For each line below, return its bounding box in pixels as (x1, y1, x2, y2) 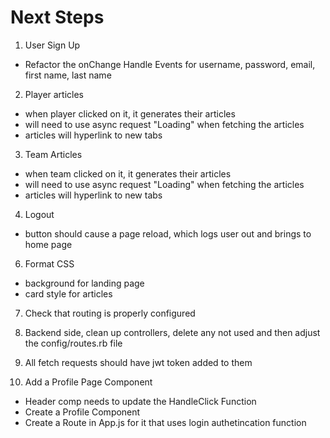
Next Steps (10, 6, 105, 29)
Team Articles (24, 148, 83, 160)
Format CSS (24, 257, 75, 270)
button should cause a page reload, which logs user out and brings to (24, 227, 312, 240)
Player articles (24, 88, 85, 100)
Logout (24, 208, 55, 220)
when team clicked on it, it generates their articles (24, 167, 232, 180)
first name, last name (24, 69, 112, 81)
